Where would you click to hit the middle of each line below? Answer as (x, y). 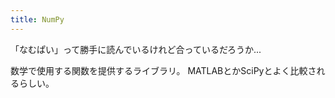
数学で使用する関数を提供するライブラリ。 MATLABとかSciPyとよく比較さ (163, 70)
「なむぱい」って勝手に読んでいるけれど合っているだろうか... (136, 49)
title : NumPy (37, 19)
